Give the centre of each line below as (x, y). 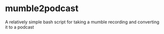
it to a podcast (20, 27)
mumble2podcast (42, 8)
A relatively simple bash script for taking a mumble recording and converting (82, 22)
